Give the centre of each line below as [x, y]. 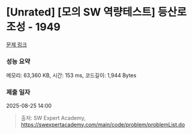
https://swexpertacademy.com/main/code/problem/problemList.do [103, 125]
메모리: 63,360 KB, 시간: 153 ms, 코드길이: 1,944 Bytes [71, 75]
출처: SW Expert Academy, [53, 118]
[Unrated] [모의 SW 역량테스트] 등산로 [96, 12]
